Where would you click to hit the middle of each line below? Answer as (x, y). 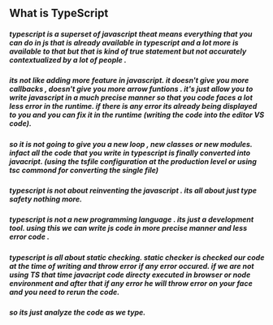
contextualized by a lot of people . (68, 59)
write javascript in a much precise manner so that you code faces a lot (131, 97)
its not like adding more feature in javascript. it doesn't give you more (129, 80)
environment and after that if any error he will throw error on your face (131, 283)
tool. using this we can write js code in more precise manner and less (128, 228)
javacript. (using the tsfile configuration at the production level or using (133, 161)
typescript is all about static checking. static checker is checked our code (137, 257)
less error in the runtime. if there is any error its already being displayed (133, 106)
